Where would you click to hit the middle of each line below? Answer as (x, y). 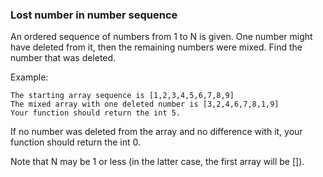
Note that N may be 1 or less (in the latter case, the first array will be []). (157, 162)
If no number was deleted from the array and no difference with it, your (156, 132)
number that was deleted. (63, 58)
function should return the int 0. (75, 142)
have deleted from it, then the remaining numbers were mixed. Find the (156, 47)
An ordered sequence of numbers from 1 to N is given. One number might (161, 37)
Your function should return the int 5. (96, 113)
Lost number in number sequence (94, 15)
